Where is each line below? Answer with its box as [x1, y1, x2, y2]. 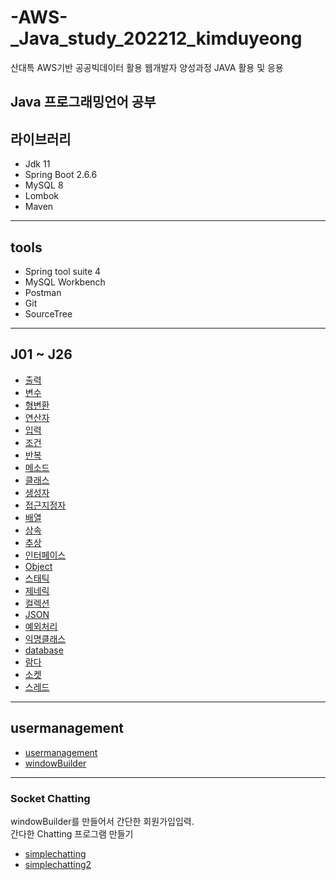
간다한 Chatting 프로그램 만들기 [10, 827, 134, 840]
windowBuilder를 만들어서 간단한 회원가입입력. [10, 815, 195, 827]
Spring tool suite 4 [24, 265, 102, 277]
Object [24, 560, 53, 572]
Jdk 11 [24, 158, 51, 170]
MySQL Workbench [24, 276, 106, 288]
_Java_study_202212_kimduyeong [10, 27, 303, 50]
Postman [24, 286, 62, 298]
